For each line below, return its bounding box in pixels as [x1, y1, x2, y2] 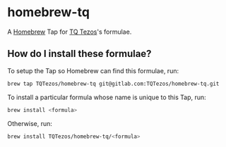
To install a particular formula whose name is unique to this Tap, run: [7, 93, 206, 101]
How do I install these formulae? [7, 48, 152, 60]
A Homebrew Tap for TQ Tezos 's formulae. [7, 27, 132, 36]
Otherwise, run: [7, 119, 53, 127]
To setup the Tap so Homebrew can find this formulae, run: [7, 66, 179, 75]
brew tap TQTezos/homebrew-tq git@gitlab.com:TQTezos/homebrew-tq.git [7, 80, 220, 87]
